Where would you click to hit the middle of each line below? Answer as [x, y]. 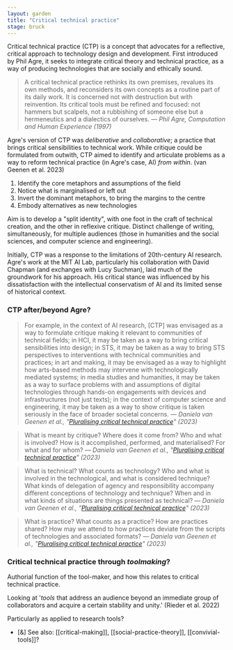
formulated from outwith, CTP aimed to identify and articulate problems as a [116, 155]
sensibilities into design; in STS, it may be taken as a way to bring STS [124, 347]
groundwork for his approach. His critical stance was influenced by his [109, 277]
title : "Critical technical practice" [63, 20]
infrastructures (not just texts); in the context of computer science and [125, 399]
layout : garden [29, 14]
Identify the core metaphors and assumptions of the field [99, 183]
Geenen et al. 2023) [36, 170]
